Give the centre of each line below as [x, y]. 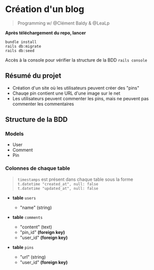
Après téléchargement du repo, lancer [45, 33]
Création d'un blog [45, 9]
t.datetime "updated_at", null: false [58, 188]
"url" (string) [33, 257]
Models [14, 134]
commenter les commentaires [43, 104]
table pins [23, 247]
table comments [27, 217]
